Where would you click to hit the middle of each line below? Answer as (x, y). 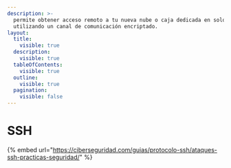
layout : (18, 33)
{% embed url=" (30, 149)
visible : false (41, 97)
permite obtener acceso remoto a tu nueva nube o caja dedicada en (112, 20)
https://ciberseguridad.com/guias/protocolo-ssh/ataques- (135, 149)
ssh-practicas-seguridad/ (44, 157)
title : (23, 39)
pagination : (31, 90)
